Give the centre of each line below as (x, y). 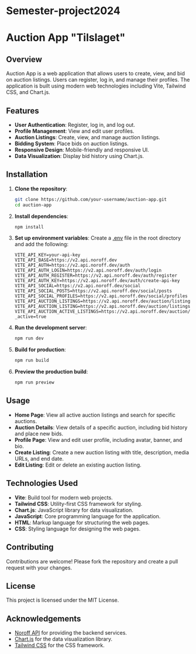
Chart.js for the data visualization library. (63, 639)
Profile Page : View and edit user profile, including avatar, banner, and (98, 440)
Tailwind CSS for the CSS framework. (59, 645)
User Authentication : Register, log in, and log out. (75, 125)
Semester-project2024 (63, 11)
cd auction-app (33, 205)
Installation (27, 175)
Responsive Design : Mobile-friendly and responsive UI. (82, 150)
